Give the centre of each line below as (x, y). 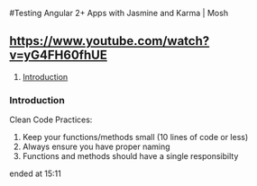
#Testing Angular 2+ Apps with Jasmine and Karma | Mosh (119, 13)
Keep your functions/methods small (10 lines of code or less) (135, 137)
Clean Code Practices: (51, 120)
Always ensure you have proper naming (96, 146)
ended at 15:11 (35, 173)
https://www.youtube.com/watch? (110, 41)
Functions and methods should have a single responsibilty (130, 156)
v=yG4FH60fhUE (59, 55)
